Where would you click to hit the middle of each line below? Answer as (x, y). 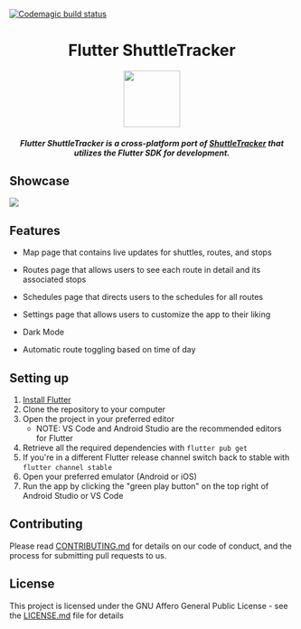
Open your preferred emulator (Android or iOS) (109, 476)
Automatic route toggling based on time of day (109, 350)
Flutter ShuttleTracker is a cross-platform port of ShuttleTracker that (152, 143)
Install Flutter (47, 399)
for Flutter (55, 437)
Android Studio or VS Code (73, 495)
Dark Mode (43, 332)
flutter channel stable (67, 467)
